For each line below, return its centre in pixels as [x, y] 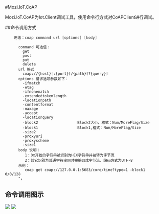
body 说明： [29, 150]
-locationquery [38, 117]
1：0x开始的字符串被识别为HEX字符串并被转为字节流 [70, 155]
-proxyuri [33, 136]
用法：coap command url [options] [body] [56, 38]
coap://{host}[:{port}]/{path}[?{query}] [66, 74]
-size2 [29, 132]
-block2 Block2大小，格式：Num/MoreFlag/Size [86, 123]
